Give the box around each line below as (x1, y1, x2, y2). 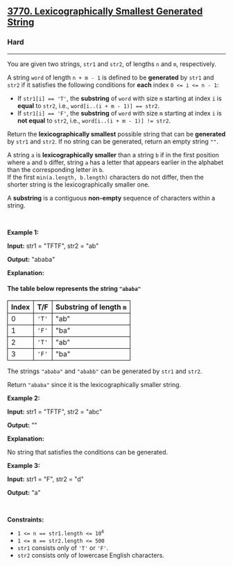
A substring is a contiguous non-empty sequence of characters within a (7, 194, 216, 202)
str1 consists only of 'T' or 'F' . (17, 543, 109, 552)
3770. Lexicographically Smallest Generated (7, 6, 203, 17)
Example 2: (7, 393, 40, 402)
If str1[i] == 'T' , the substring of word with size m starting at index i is (17, 94, 222, 102)
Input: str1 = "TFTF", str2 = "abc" (7, 407, 103, 416)
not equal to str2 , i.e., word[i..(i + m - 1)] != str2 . (17, 116, 171, 125)
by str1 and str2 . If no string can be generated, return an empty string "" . (7, 137, 218, 146)
